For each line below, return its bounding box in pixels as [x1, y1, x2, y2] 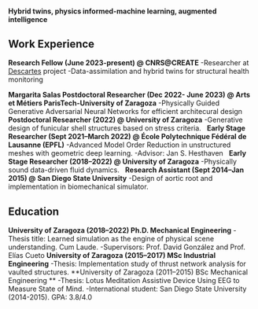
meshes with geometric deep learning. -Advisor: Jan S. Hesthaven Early [8, 149, 246, 158]
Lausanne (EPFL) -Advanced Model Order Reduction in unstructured [8, 140, 231, 149]
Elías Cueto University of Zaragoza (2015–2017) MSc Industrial [8, 251, 216, 260]
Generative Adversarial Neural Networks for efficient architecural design [8, 107, 242, 116]
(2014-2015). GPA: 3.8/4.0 [8, 292, 93, 302]
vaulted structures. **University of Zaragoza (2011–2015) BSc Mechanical [8, 267, 249, 277]
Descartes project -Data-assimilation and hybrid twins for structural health [8, 67, 249, 76]
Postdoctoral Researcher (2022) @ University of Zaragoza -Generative [8, 115, 243, 125]
